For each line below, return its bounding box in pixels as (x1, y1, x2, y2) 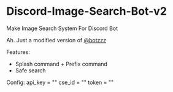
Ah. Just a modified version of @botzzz (6, 36, 106, 44)
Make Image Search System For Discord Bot (6, 25, 118, 32)
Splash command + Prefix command (15, 60, 107, 67)
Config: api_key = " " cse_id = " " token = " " (6, 79, 114, 86)
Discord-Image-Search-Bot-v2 (6, 4, 167, 18)
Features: (6, 48, 31, 56)
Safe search (15, 66, 46, 74)
